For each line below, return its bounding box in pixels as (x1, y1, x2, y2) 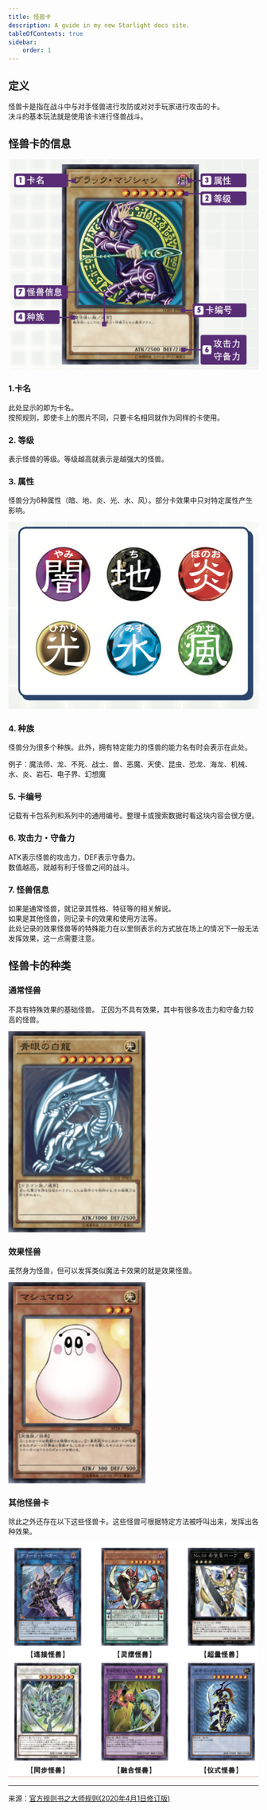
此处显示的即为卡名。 (8, 402, 78, 412)
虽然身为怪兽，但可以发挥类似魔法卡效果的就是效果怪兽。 (8, 1266, 196, 1275)
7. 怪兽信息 (8, 884, 49, 895)
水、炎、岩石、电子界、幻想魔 (8, 770, 106, 779)
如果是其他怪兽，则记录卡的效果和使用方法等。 (8, 914, 161, 923)
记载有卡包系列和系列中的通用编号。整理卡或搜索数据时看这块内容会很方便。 (8, 811, 259, 821)
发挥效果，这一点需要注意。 (8, 934, 99, 943)
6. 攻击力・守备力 (8, 833, 75, 844)
